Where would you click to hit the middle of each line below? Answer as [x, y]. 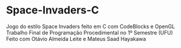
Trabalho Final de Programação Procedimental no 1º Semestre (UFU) [90, 32]
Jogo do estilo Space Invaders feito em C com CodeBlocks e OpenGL [90, 26]
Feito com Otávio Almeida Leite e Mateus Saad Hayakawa [76, 39]
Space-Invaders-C [52, 10]
